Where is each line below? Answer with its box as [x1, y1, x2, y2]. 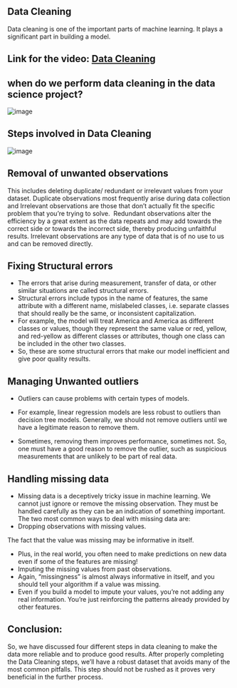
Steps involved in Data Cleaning [7, 128, 152, 140]
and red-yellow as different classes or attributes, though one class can [17, 332, 226, 341]
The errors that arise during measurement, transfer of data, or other [17, 279, 217, 287]
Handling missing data [7, 473, 109, 485]
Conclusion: [7, 623, 63, 635]
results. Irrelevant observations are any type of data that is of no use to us [7, 232, 224, 240]
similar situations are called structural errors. [17, 287, 149, 295]
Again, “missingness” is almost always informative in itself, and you [17, 573, 215, 581]
